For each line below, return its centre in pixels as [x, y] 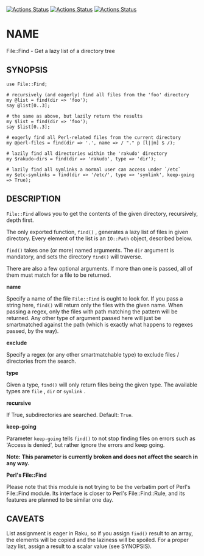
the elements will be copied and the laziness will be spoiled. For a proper [97, 540]
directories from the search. [41, 361]
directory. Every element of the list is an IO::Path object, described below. [100, 238]
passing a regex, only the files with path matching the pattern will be [92, 312]
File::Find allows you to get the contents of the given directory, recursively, [102, 213]
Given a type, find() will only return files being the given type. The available [102, 385]
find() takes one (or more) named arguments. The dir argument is [90, 250]
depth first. [20, 220]
